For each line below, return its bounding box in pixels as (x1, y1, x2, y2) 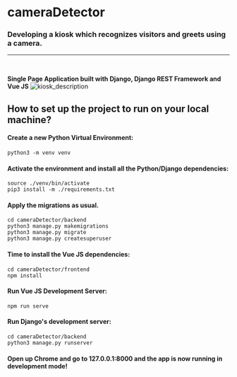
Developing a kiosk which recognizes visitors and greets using (7, 30, 226, 40)
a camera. (7, 38, 42, 48)
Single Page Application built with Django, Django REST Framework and (7, 75, 221, 83)
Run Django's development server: (7, 318, 111, 326)
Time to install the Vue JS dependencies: (7, 250, 130, 259)
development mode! (7, 361, 68, 370)
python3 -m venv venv (7, 149, 71, 156)
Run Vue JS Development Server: (7, 287, 107, 296)
